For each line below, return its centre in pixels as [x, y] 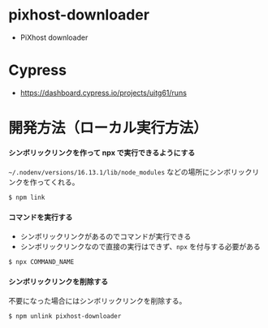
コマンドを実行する [41, 217]
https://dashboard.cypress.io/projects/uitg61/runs [103, 93]
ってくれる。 [58, 182]
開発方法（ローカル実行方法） [108, 128]
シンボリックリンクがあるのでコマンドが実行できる [106, 236]
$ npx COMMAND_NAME [41, 262]
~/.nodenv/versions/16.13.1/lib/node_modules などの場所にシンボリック [130, 172]
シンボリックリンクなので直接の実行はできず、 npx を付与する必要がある [140, 247]
